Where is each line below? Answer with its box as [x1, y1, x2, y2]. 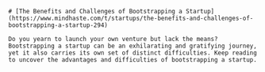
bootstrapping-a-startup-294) [8, 21, 109, 29]
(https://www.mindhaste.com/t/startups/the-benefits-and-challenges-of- [8, 14, 254, 22]
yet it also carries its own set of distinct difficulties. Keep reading [8, 49, 258, 57]
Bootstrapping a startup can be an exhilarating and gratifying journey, [8, 42, 258, 50]
